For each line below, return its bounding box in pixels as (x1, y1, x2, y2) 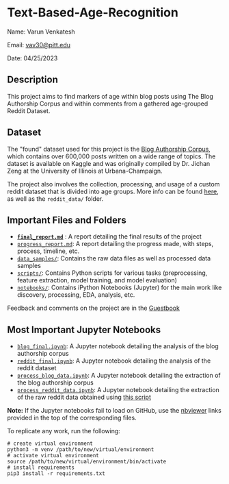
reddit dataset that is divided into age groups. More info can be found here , (7, 187, 219, 195)
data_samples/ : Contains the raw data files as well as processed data (16, 254, 211, 263)
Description (7, 74, 58, 86)
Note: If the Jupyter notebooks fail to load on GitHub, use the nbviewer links (7, 407, 222, 415)
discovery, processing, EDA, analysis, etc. (16, 291, 135, 299)
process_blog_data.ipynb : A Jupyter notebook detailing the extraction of (16, 372, 221, 380)
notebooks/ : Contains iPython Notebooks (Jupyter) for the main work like (16, 283, 222, 292)
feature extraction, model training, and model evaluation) (16, 276, 178, 285)
